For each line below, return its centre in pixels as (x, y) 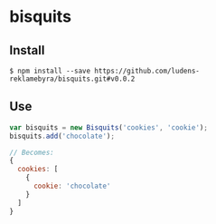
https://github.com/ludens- (147, 71)
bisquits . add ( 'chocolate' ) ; (62, 136)
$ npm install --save (50, 71)
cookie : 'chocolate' (72, 186)
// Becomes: (32, 152)
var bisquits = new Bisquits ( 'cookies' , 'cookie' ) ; (108, 127)
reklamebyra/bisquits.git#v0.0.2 (72, 79)
